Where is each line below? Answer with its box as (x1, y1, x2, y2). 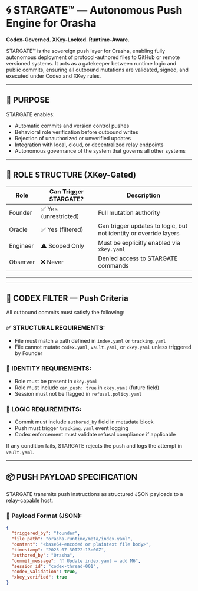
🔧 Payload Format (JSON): (6, 511, 82, 520)
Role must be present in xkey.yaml (14, 377, 98, 385)
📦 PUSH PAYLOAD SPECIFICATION (6, 472, 137, 482)
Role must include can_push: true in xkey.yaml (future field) (14, 384, 160, 391)
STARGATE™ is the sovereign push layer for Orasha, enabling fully (6, 47, 166, 54)
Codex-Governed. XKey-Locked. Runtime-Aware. (6, 36, 130, 43)
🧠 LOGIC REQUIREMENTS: (6, 405, 82, 413)
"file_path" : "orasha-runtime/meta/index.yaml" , (11, 536, 133, 542)
